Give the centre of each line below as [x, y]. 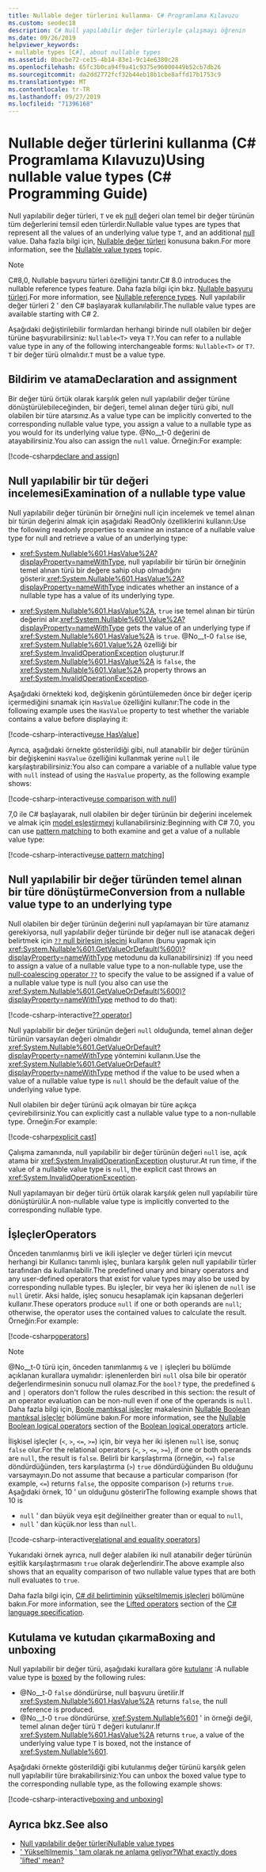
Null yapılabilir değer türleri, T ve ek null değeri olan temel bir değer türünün [131, 216]
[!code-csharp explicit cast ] [53, 1137]
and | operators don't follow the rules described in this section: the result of [132, 1392]
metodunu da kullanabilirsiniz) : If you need [184, 957]
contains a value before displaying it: [68, 719]
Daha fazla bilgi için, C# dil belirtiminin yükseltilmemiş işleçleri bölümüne [126, 1596]
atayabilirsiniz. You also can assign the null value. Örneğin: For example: [125, 440]
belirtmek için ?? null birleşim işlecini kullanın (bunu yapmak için [112, 940]
